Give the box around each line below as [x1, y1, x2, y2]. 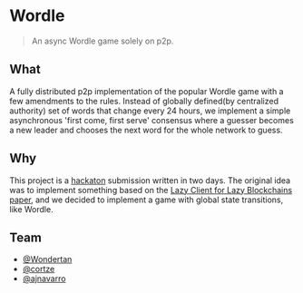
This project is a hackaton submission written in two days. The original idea [9, 174, 291, 186]
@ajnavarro [22, 273, 66, 284]
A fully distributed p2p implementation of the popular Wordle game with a [9, 85, 284, 96]
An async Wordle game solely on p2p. [31, 35, 174, 46]
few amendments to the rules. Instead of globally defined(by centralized [9, 95, 279, 106]
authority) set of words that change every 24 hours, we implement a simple [9, 105, 291, 116]
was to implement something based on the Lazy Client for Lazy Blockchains [9, 184, 293, 195]
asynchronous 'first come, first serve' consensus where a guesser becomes [9, 114, 295, 125]
